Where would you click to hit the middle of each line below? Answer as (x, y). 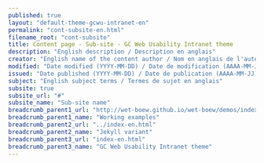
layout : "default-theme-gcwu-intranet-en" (79, 23)
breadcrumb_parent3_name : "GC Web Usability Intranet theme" (110, 147)
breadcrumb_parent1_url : (49, 110)
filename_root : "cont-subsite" (59, 37)
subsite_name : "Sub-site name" (59, 103)
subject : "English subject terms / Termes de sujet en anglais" (115, 81)
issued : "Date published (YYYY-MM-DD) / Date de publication (110, 74)
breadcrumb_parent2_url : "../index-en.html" (82, 125)
